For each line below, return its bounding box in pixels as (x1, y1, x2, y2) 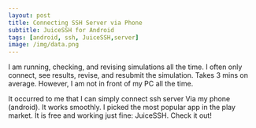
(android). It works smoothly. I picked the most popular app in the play (8, 103, 236, 112)
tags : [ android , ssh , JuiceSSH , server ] (8, 33, 139, 42)
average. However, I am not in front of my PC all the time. (8, 79, 194, 89)
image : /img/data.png (8, 41, 80, 49)
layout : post (8, 11, 51, 20)
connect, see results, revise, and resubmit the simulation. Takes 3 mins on (8, 71, 248, 80)
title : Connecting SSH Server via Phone (8, 19, 143, 27)
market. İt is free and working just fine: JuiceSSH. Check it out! (8, 111, 213, 120)
